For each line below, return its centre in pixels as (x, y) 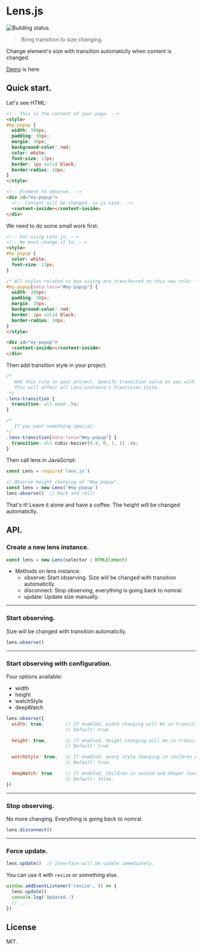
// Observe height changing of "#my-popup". (63, 482)
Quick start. (29, 88)
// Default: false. (90, 779)
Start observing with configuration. (59, 663)
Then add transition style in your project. (57, 365)
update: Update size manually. (61, 597)
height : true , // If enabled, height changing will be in (94, 740)
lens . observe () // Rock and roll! (51, 493)
